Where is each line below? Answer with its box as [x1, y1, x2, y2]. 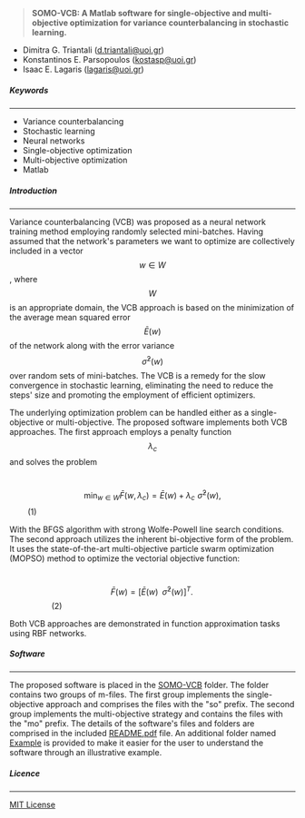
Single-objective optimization [22, 144, 133, 155]
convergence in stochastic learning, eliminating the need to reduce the [9, 379, 274, 390]
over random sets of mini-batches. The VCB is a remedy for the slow [9, 370, 266, 380]
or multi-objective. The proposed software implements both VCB [45, 417, 288, 428]
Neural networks [22, 135, 85, 146]
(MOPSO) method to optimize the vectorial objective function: [9, 553, 241, 564]
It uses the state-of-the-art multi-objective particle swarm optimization [9, 543, 274, 554]
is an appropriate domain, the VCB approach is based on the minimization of [9, 301, 295, 312]
